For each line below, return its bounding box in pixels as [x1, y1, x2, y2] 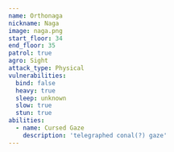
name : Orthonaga [8, 11, 63, 20]
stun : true [15, 109, 52, 117]
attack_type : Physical [8, 64, 85, 72]
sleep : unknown [15, 94, 67, 102]
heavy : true [15, 86, 56, 95]
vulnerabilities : [8, 72, 67, 80]
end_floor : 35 [8, 42, 56, 50]
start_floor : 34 [8, 34, 63, 43]
